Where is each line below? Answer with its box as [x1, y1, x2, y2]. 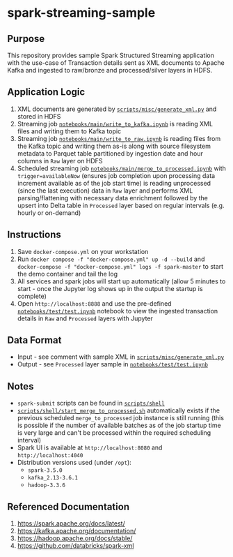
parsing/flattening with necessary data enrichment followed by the [17, 193, 209, 202]
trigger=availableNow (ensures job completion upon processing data [17, 171, 216, 179]
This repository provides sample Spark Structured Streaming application [7, 51, 214, 59]
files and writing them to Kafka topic [17, 127, 122, 135]
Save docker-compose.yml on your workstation [17, 247, 149, 255]
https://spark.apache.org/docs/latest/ [17, 519, 125, 528]
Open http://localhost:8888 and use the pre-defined [17, 299, 172, 308]
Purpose [7, 33, 45, 45]
